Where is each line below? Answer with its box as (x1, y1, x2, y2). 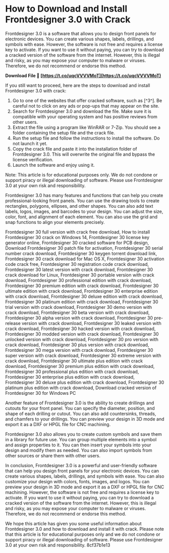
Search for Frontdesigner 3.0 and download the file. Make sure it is (12, 108, 151, 114)
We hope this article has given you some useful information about (5, 520, 142, 526)
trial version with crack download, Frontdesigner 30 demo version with (5, 304, 152, 310)
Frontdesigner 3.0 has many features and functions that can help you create (5, 192, 163, 198)
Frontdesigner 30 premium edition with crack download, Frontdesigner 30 (5, 283, 159, 289)
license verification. (12, 156, 54, 162)
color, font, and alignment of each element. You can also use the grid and (5, 213, 158, 220)
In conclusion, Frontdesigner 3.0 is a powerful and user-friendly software (5, 462, 157, 468)
